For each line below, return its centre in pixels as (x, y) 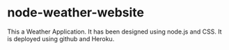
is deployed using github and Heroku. (61, 38)
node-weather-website (76, 13)
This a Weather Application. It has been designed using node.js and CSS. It (114, 32)
